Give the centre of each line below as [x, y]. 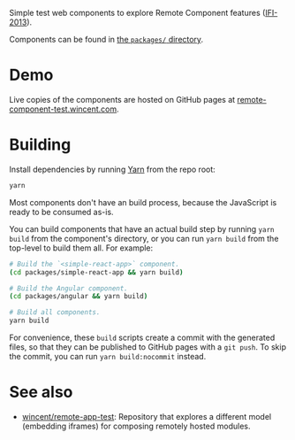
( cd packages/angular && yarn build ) [79, 297]
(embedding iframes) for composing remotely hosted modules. [136, 426]
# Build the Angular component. [68, 288]
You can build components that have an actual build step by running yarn [142, 228]
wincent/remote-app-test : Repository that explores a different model [147, 416]
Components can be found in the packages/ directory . [106, 39]
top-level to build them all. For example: [81, 248]
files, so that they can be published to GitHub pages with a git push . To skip [148, 347]
